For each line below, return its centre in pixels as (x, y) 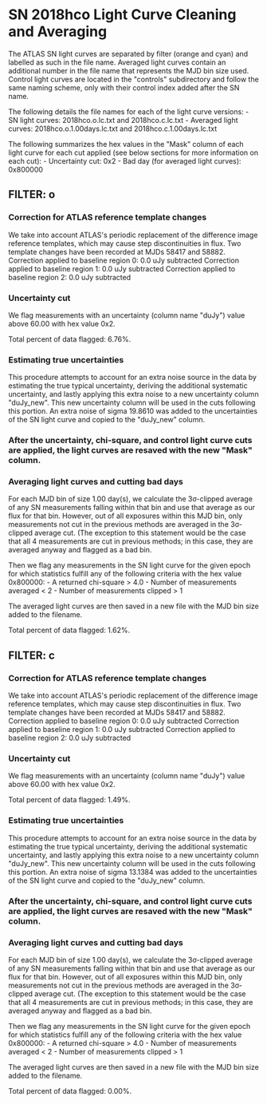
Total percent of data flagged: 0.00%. (70, 1090)
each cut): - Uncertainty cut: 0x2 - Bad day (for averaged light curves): (125, 160)
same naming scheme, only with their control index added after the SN (124, 87)
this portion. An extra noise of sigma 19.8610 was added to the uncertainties (133, 411)
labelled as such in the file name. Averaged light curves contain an (117, 62)
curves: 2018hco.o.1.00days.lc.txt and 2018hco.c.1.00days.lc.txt (113, 129)
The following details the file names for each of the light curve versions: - (129, 111)
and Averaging (58, 32)
